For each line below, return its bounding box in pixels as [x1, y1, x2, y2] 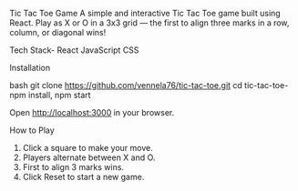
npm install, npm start [9, 90, 91, 100]
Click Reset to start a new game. [22, 172, 145, 182]
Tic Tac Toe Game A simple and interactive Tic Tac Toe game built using [9, 8, 281, 18]
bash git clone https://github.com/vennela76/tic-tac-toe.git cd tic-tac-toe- [9, 80, 289, 90]
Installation [9, 63, 51, 73]
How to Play [9, 125, 55, 136]
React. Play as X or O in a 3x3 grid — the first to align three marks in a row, [9, 17, 290, 28]
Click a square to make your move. [22, 143, 153, 153]
